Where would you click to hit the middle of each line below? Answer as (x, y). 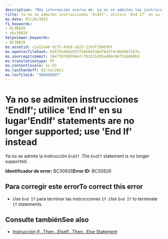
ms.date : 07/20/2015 (27, 19)
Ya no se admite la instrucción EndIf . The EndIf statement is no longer (77, 156)
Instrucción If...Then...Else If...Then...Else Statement (65, 232)
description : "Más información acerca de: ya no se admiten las (73, 10)
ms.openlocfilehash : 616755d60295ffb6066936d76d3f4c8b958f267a (72, 51)
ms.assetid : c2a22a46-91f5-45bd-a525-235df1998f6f (59, 47)
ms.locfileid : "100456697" (33, 75)
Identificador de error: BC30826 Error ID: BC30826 (58, 171)
